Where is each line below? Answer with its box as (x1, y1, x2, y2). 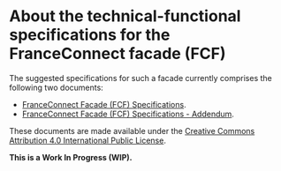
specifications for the (9, 25, 171, 45)
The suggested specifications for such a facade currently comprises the (9, 72, 272, 83)
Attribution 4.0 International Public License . (9, 135, 166, 145)
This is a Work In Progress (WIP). (9, 152, 133, 162)
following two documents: (9, 82, 103, 93)
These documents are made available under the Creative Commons (9, 125, 255, 136)
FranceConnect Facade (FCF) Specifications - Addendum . (21, 108, 234, 119)
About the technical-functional (9, 6, 241, 26)
